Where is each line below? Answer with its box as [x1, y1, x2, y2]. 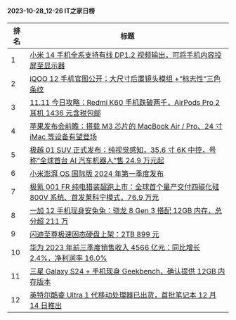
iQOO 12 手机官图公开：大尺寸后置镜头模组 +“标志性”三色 [29, 74, 221, 84]
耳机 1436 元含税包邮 [29, 108, 101, 118]
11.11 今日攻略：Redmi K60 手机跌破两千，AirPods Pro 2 [29, 98, 220, 108]
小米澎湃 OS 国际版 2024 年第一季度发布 [29, 169, 164, 179]
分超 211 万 [29, 217, 69, 226]
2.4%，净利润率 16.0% [29, 253, 107, 263]
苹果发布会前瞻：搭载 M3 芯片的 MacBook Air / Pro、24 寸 [29, 122, 223, 132]
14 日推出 [29, 301, 62, 311]
